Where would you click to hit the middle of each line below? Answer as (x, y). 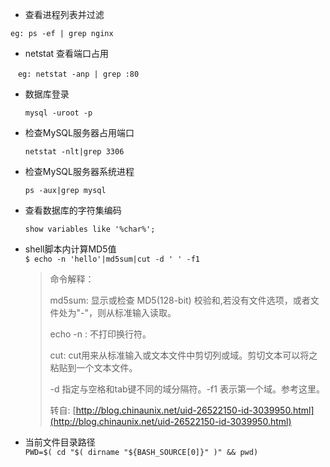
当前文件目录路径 (60, 442)
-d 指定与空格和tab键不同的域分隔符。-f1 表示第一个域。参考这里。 (187, 389)
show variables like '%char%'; (90, 229)
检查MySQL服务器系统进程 (79, 171)
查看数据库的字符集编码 (73, 210)
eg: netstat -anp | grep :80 (78, 74)
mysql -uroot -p (58, 113)
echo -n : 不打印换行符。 (100, 334)
